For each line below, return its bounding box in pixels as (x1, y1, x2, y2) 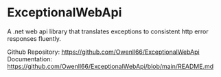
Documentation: (7, 55, 53, 63)
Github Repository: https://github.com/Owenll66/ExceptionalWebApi (7, 48, 200, 56)
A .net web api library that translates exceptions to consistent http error (7, 27, 209, 35)
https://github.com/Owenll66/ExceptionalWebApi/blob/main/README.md (7, 62, 214, 70)
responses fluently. (7, 34, 62, 42)
